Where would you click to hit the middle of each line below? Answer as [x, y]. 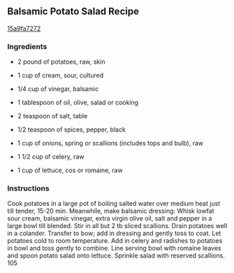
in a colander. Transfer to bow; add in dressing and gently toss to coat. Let [114, 233]
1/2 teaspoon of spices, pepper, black [71, 129]
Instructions [29, 188]
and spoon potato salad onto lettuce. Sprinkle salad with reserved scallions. [116, 255]
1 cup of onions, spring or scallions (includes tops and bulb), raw [110, 143]
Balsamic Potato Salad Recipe [73, 12]
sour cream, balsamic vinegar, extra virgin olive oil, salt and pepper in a [110, 218]
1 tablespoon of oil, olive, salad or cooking [78, 103]
